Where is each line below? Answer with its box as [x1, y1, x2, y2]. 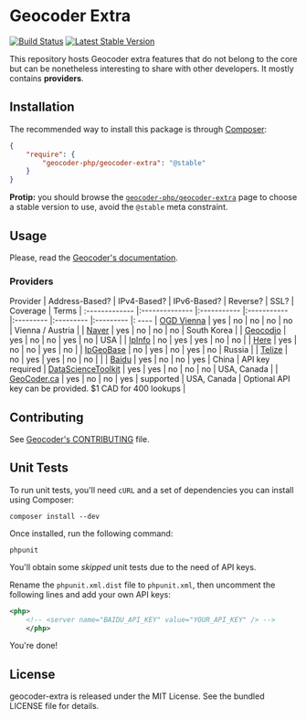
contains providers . [9, 72, 84, 83]
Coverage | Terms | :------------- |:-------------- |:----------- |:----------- [9, 305, 289, 316]
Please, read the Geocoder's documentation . [9, 252, 178, 263]
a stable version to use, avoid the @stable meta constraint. [9, 202, 228, 213]
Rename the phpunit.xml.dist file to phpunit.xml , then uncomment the [9, 579, 276, 590]
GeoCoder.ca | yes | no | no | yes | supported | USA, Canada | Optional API [9, 374, 290, 385]
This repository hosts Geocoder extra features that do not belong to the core [9, 53, 298, 64]
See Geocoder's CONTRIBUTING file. [9, 434, 150, 445]
